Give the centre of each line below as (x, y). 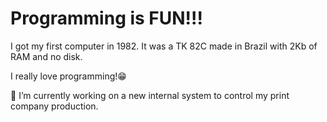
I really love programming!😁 (68, 76)
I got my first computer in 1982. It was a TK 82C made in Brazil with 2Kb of (164, 46)
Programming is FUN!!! (106, 18)
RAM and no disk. (46, 56)
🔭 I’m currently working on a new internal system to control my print (150, 95)
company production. (54, 106)
